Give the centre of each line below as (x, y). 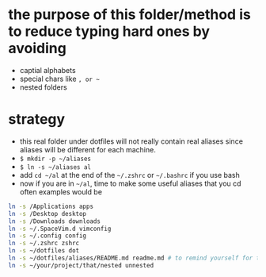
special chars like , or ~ (60, 79)
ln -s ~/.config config (47, 236)
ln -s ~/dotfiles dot (44, 251)
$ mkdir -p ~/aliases (55, 159)
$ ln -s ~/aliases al (55, 167)
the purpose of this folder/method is (129, 15)
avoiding (38, 48)
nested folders (43, 87)
